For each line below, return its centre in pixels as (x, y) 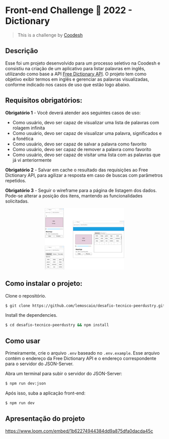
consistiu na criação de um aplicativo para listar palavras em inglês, (75, 68)
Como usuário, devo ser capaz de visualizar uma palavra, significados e (87, 133)
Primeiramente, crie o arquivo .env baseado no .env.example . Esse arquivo (82, 353)
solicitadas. (17, 201)
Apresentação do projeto (45, 419)
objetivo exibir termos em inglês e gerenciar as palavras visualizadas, (77, 79)
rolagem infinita (29, 128)
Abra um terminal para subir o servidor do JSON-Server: (64, 374)
